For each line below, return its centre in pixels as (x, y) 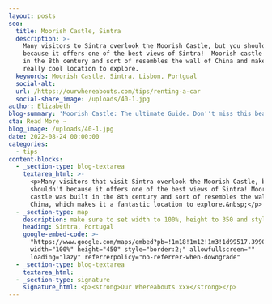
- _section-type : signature (63, 280)
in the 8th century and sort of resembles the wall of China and (136, 62)
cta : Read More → (38, 122)
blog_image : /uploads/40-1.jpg (61, 129)
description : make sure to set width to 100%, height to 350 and (136, 220)
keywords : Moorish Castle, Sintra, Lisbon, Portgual (106, 76)
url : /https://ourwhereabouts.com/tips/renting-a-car (108, 91)
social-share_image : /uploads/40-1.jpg (83, 99)
